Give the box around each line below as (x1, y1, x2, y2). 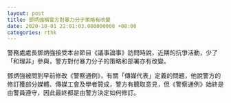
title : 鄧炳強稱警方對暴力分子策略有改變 (7, 16, 111, 23)
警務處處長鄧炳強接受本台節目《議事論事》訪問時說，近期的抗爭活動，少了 (7, 48, 218, 57)
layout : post (7, 10, 45, 17)
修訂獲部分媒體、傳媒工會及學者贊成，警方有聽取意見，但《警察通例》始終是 (7, 80, 224, 89)
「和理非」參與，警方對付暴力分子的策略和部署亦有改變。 (7, 57, 170, 65)
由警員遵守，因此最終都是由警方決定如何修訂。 (7, 89, 140, 97)
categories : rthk (7, 29, 57, 36)
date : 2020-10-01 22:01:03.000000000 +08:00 (7, 23, 137, 29)
